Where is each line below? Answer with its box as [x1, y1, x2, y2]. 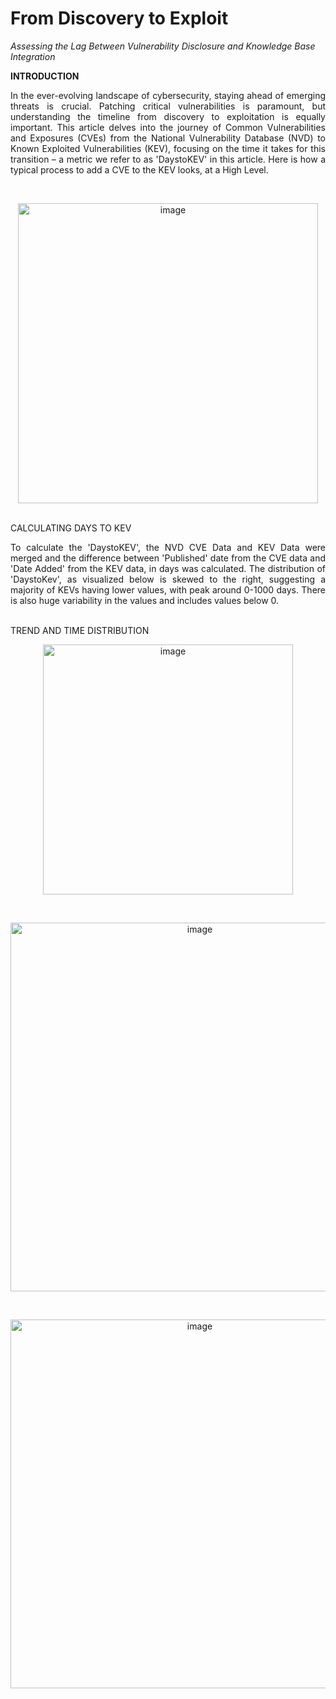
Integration [10, 50, 56, 62]
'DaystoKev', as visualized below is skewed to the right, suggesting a [10, 573, 326, 585]
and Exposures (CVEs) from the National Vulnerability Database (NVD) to [10, 132, 326, 144]
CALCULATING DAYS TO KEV [10, 522, 132, 534]
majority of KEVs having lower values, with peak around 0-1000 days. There [10, 583, 326, 596]
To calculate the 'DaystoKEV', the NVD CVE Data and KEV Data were [10, 541, 326, 553]
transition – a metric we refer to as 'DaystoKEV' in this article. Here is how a [10, 153, 326, 165]
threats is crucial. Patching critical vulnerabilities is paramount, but [10, 100, 326, 112]
